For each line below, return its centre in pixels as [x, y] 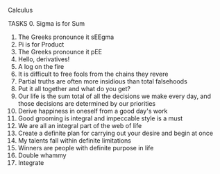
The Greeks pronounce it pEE [60, 52]
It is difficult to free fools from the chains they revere [93, 74]
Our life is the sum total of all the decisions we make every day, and [114, 96]
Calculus [20, 10]
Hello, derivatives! [44, 59]
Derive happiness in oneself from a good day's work [93, 111]
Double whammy [42, 155]
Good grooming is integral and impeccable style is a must [100, 118]
